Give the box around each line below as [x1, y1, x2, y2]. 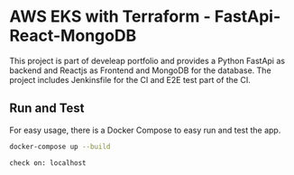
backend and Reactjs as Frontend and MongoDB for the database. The [9, 65, 272, 76]
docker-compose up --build [9, 142, 111, 151]
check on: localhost [9, 158, 87, 168]
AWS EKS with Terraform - [9, 6, 212, 27]
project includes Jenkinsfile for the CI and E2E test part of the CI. [9, 74, 251, 85]
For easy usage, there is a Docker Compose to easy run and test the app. [9, 124, 281, 135]
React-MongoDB [9, 25, 137, 46]
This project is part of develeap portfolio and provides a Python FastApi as [9, 55, 286, 66]
